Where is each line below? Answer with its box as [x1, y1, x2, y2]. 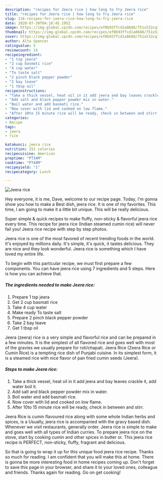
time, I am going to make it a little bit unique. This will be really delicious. [5, 207, 149, 213]
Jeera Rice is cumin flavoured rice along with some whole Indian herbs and [5, 414, 155, 420]
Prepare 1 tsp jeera [12, 294, 50, 300]
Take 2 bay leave [12, 320, 46, 326]
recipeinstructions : [5, 88, 47, 93]
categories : [5, 115, 29, 120]
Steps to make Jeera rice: [5, 366, 58, 372]
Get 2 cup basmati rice [12, 299, 58, 305]
